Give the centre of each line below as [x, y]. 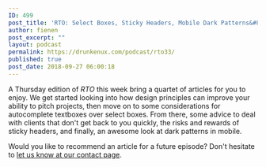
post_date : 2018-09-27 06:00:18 [61, 67]
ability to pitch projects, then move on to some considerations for [114, 106]
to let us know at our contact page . [65, 154]
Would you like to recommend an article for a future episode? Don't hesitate [132, 146]
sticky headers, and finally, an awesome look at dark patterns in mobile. [125, 131]
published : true [35, 60]
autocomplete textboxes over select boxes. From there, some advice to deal [132, 114]
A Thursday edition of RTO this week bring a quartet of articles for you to [127, 89]
